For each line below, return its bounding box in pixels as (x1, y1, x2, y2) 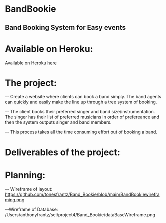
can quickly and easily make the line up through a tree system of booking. (5, 99, 157, 105)
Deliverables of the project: (5, 146, 121, 158)
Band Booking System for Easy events (5, 23, 126, 32)
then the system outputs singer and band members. (5, 119, 112, 125)
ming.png (5, 196, 25, 203)
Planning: (5, 169, 46, 181)
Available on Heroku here (5, 60, 57, 66)
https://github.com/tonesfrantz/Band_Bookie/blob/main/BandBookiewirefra (5, 191, 160, 197)
